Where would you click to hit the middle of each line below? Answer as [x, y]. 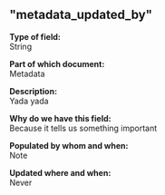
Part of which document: [57, 63]
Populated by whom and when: [69, 145]
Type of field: [35, 36]
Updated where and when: [60, 172]
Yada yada [29, 101]
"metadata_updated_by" [81, 15]
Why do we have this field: [60, 118]
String [21, 46]
